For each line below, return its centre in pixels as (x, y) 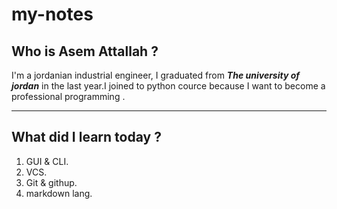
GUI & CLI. (47, 161)
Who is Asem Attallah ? (85, 51)
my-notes (52, 14)
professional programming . (68, 96)
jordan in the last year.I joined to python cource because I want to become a (168, 86)
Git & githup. (51, 182)
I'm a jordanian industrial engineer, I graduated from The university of (156, 75)
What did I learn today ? (86, 137)
